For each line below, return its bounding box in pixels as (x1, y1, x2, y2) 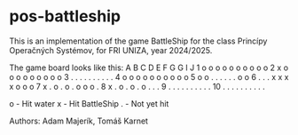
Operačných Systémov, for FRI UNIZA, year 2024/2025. (9, 44, 213, 55)
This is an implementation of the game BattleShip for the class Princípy (9, 36, 268, 46)
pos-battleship (9, 6, 122, 27)
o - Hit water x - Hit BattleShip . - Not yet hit (9, 98, 169, 108)
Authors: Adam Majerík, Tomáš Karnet (9, 115, 149, 126)
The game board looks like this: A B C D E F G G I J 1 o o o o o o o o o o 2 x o (9, 62, 289, 73)
